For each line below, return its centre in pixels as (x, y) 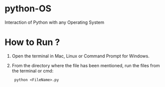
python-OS (28, 9)
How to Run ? (32, 42)
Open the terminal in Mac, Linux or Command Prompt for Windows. (81, 56)
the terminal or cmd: (33, 71)
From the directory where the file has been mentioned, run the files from (86, 65)
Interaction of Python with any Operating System (55, 22)
